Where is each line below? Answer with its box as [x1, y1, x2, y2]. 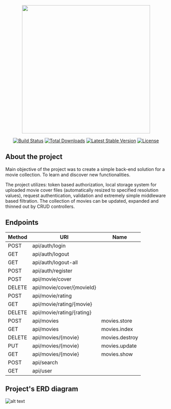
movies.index [101, 325, 133, 333]
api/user [32, 367, 52, 374]
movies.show [101, 350, 133, 358]
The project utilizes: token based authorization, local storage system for [5, 181, 157, 187]
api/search [32, 359, 58, 366]
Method [8, 233, 28, 241]
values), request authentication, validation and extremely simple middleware [5, 192, 166, 199]
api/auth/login [32, 242, 66, 249]
